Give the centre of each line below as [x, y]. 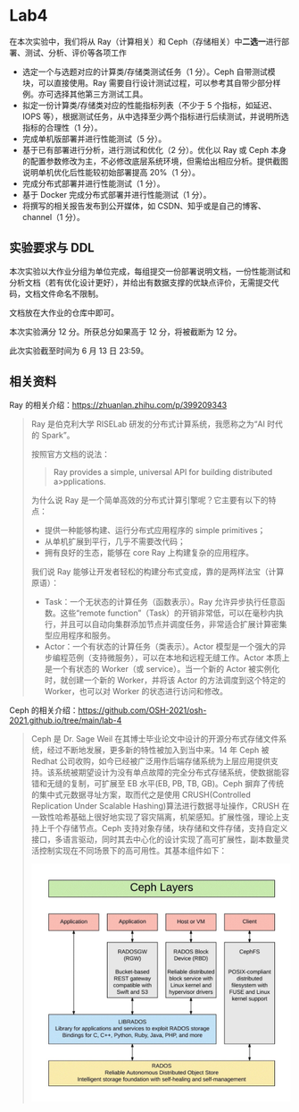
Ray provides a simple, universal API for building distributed [163, 471]
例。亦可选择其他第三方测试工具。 [85, 94]
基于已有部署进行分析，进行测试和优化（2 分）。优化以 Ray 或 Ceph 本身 [154, 149]
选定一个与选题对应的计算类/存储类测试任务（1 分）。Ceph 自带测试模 [149, 72]
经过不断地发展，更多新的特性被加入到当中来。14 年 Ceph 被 [158, 750]
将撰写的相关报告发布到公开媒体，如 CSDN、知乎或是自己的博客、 [144, 206]
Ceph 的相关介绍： [44, 710]
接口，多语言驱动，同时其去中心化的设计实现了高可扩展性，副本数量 [156, 839]
